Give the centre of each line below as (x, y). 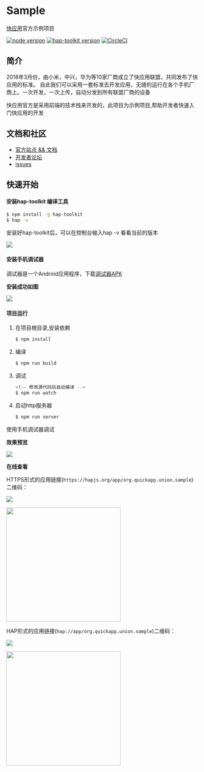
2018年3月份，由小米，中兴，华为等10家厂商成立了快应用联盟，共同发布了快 (102, 77)
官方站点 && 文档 (36, 149)
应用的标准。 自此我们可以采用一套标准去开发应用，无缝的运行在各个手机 (98, 84)
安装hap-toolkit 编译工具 (37, 201)
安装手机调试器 (25, 259)
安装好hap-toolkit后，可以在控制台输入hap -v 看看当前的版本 (82, 233)
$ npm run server (37, 417)
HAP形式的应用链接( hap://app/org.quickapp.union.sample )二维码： (91, 631)
